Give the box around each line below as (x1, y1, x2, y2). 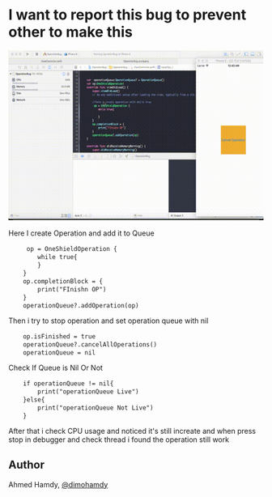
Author (8, 458, 45, 472)
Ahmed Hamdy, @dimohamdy (8, 479, 108, 489)
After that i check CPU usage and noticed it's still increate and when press (8, 426, 257, 435)
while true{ (37, 253, 79, 261)
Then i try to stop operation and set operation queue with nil (8, 316, 209, 325)
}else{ (23, 395, 45, 404)
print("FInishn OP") (37, 285, 107, 293)
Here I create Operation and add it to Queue (8, 228, 155, 238)
